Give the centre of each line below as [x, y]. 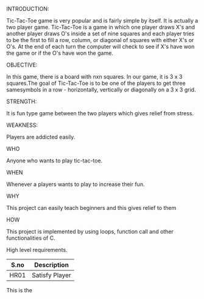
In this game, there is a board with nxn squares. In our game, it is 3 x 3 [94, 77]
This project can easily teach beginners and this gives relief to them [91, 208]
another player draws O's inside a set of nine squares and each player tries [100, 34]
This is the [19, 290]
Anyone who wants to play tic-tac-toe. [55, 160]
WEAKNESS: [22, 125]
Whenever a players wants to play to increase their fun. [76, 184]
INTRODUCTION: [28, 9]
